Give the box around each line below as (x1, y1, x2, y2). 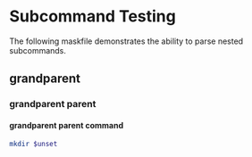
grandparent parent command (9, 120, 123, 130)
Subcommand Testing (9, 6, 176, 27)
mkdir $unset (9, 140, 58, 149)
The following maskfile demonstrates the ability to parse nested (9, 36, 244, 46)
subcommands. (9, 45, 67, 55)
